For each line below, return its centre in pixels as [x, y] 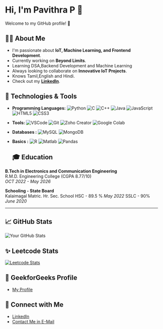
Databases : [24, 132]
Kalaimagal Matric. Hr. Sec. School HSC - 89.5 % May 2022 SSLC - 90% [78, 196]
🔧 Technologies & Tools [41, 96]
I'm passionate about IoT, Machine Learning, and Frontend [71, 50]
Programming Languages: [39, 108]
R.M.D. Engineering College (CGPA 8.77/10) [48, 176]
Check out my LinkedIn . [36, 81]
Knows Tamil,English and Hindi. [43, 76]
